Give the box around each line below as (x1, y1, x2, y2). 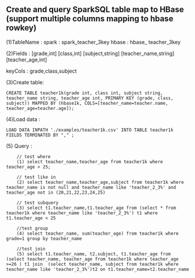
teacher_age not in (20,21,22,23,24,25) (6, 190, 106, 195)
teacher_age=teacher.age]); (6, 105, 75, 111)
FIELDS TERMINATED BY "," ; (6, 132, 75, 138)
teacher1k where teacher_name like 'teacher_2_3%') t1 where (6, 210, 158, 216)
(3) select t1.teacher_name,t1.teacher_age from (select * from (16, 205, 176, 211)
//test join (16, 246, 46, 252)
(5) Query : (6, 142, 32, 149)
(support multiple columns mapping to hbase (6, 14, 173, 24)
